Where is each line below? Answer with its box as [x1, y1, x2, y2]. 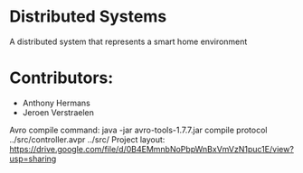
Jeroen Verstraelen [22, 106, 95, 118]
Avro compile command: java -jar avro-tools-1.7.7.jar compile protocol [9, 124, 268, 135]
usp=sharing [9, 153, 57, 164]
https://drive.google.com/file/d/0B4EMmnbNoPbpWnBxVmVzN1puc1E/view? [9, 143, 294, 154]
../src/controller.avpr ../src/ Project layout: [9, 133, 166, 145]
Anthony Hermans [22, 97, 90, 108]
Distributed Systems [9, 6, 167, 27]
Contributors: [9, 68, 114, 88]
